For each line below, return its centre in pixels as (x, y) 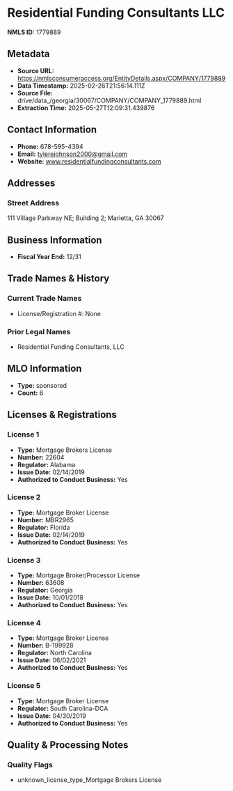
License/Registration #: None (59, 313)
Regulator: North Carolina (55, 653)
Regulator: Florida (43, 527)
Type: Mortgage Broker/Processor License (79, 575)
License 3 (24, 560)
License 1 (23, 434)
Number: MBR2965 (46, 519)
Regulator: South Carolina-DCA (63, 708)
